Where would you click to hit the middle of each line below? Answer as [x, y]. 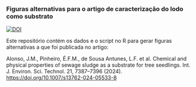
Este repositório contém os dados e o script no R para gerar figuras [89, 41]
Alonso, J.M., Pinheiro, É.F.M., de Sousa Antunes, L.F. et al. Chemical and [97, 59]
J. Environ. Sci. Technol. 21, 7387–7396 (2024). [64, 72]
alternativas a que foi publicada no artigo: [57, 47]
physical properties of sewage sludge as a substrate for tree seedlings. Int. [98, 65]
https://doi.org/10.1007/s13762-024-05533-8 [62, 78]
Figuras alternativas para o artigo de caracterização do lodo [95, 9]
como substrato [30, 16]
